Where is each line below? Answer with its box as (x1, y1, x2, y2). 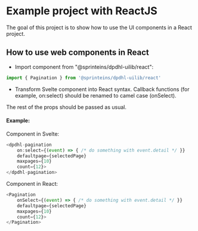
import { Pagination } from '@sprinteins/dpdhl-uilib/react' (6, 74, 162, 81)
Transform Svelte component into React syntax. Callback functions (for (14, 85, 190, 93)
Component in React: (6, 180, 58, 188)
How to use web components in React (6, 48, 149, 58)
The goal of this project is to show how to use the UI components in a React (6, 24, 193, 31)
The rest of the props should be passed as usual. (6, 103, 127, 111)
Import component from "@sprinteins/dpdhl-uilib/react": (14, 63, 154, 70)
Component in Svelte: (6, 130, 60, 138)
